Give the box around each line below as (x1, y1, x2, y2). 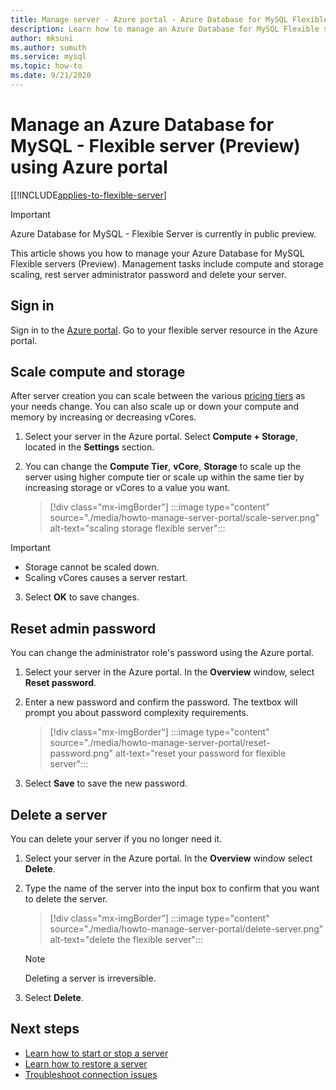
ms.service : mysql (10, 52, 87, 62)
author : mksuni (10, 33, 74, 43)
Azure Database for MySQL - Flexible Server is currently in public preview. (10, 227, 317, 240)
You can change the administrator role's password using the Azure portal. (10, 647, 315, 659)
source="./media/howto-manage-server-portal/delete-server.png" (49, 923, 324, 935)
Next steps (10, 1021, 80, 1038)
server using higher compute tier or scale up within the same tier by (24, 471, 305, 483)
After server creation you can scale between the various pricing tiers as (10, 390, 306, 402)
